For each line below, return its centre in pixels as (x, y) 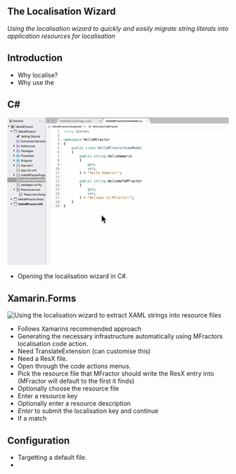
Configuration (39, 441)
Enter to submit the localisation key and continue (88, 411)
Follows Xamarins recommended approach (79, 329)
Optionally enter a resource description (74, 404)
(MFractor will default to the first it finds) (76, 381)
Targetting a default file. (52, 457)
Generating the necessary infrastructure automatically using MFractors (120, 336)
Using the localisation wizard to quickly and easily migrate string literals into (118, 28)
